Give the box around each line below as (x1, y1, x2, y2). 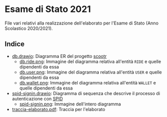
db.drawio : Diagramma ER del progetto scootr (12, 53, 107, 59)
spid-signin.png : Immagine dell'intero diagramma (19, 101, 121, 107)
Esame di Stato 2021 (5, 3, 91, 15)
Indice (5, 40, 25, 48)
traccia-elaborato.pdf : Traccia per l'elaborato (12, 106, 106, 112)
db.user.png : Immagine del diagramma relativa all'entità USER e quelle (19, 69, 162, 75)
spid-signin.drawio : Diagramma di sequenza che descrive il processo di (12, 90, 160, 96)
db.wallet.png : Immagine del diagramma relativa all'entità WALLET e (19, 79, 156, 85)
